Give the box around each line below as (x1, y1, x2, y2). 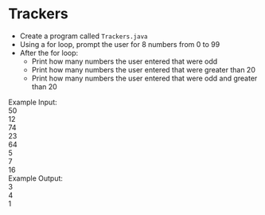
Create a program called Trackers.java (19, 31, 149, 41)
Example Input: (8, 97, 57, 107)
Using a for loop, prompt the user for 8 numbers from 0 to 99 (19, 39, 220, 49)
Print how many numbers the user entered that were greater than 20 (31, 64, 256, 74)
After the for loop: (19, 48, 79, 57)
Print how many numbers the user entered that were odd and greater (31, 73, 258, 83)
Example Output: (8, 173, 64, 183)
